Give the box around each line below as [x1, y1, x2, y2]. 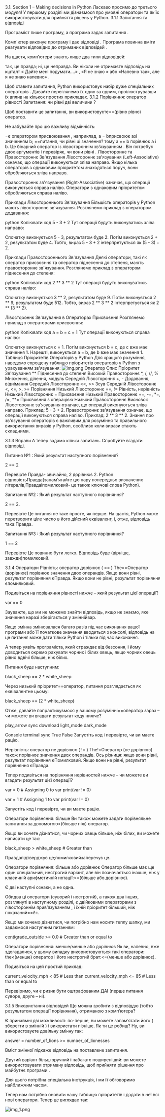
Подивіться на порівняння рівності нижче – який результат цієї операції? [5, 590, 159, 596]
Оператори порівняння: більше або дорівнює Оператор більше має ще [5, 864, 155, 870]
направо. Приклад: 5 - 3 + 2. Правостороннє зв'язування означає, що [5, 407, 153, 413]
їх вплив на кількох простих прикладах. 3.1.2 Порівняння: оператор [5, 94, 147, 100]
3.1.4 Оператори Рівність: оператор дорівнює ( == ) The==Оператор [5, 565, 149, 571]
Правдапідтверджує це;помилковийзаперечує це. [5, 855, 111, 860]
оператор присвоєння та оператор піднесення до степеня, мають [5, 260, 144, 266]
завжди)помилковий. [5, 555, 50, 561]
